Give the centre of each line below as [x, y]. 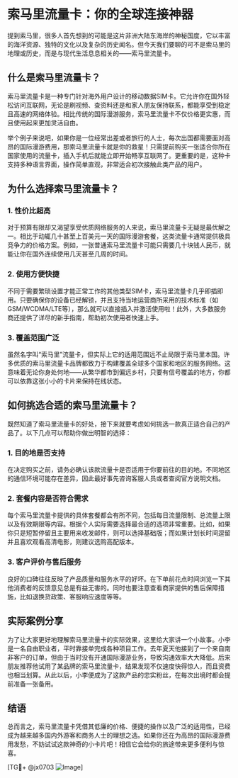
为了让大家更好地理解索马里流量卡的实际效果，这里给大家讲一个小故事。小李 [119, 639]
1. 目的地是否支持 [36, 453]
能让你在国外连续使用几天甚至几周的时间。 [69, 254]
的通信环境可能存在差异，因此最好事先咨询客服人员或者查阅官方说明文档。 [116, 478]
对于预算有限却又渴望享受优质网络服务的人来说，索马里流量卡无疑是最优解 [116, 227]
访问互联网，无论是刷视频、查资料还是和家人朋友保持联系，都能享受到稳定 [122, 105]
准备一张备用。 [35, 684]
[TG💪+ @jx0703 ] [45, 767]
